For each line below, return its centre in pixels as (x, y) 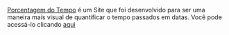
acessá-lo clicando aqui (41, 24)
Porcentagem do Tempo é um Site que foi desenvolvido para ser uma (107, 10)
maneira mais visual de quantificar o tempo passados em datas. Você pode (114, 17)
